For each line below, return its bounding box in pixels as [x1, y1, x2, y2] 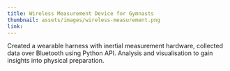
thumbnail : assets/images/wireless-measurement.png [7, 17, 160, 23]
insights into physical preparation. [7, 57, 105, 65]
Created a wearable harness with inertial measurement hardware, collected [7, 42, 224, 50]
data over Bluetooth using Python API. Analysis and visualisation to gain [7, 49, 213, 57]
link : [7, 23, 23, 30]
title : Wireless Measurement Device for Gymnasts [7, 10, 155, 17]
